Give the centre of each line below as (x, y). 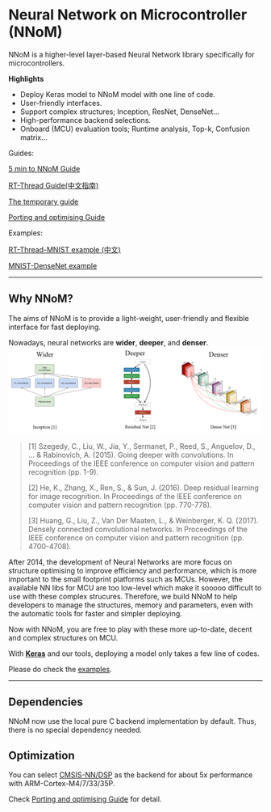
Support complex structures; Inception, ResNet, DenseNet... (120, 112)
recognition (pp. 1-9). (63, 472)
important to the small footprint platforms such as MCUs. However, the (126, 579)
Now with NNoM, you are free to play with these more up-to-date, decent (130, 629)
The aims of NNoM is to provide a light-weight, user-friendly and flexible (129, 318)
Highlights (26, 78)
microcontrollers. (37, 63)
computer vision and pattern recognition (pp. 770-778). (120, 505)
